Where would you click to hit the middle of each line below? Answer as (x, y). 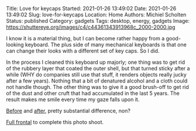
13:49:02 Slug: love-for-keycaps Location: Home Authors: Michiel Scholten (96, 15)
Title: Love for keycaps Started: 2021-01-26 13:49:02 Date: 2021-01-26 (91, 8)
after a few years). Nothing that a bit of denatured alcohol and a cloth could (97, 81)
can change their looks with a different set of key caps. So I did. (83, 51)
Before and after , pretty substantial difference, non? (68, 111)
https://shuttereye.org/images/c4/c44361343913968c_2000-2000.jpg (91, 27)
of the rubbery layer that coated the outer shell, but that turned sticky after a (98, 68)
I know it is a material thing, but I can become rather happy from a (85, 38)
